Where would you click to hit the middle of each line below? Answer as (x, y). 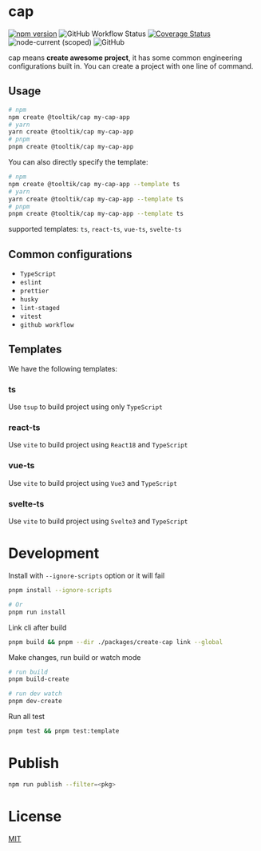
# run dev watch (35, 694)
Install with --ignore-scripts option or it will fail (87, 575)
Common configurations (71, 254)
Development (54, 553)
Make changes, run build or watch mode (75, 657)
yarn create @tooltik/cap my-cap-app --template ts (96, 199)
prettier (34, 291)
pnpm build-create (39, 679)
